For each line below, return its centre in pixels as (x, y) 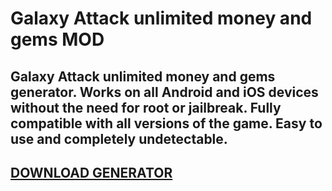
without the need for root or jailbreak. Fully (146, 107)
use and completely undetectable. (119, 138)
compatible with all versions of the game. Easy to (166, 123)
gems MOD (57, 39)
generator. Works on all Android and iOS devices (164, 92)
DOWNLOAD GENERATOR (91, 172)
